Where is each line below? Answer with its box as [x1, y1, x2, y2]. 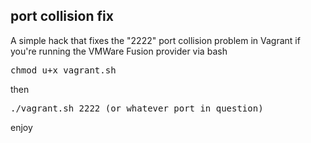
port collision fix [10, 8, 114, 25]
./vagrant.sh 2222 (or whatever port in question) [10, 102, 264, 114]
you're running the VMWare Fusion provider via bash [10, 45, 228, 57]
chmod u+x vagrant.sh [10, 64, 117, 76]
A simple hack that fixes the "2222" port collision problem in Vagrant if [10, 34, 301, 46]
